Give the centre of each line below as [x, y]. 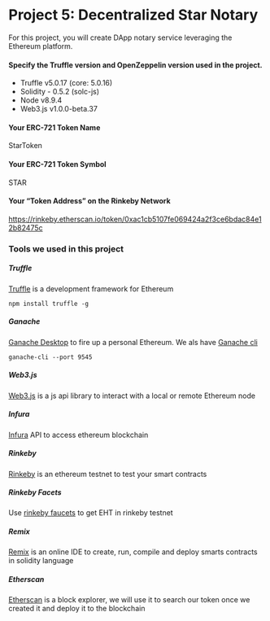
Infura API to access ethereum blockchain [78, 435]
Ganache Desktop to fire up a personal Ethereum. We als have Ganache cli [133, 342]
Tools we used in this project [66, 248]
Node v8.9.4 [41, 100]
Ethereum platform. [41, 46]
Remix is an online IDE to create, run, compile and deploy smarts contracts [133, 552]
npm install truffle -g [49, 304]
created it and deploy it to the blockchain [77, 609]
